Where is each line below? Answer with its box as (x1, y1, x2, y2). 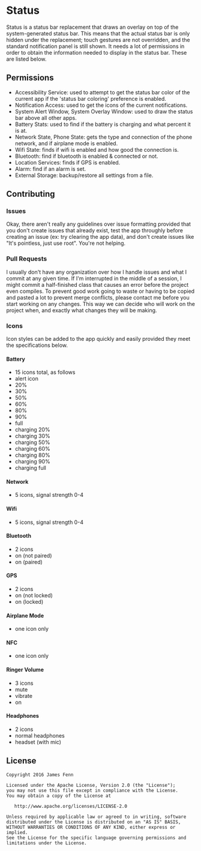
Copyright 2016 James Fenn (6, 772, 74, 778)
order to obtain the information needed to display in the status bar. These (6, 49, 187, 56)
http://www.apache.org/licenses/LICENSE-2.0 (14, 803, 128, 809)
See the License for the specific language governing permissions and (6, 835, 187, 841)
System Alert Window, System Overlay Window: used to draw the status (14, 107, 193, 115)
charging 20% (14, 426, 50, 433)
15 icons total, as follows (14, 368, 76, 376)
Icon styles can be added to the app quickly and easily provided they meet (6, 335, 191, 343)
